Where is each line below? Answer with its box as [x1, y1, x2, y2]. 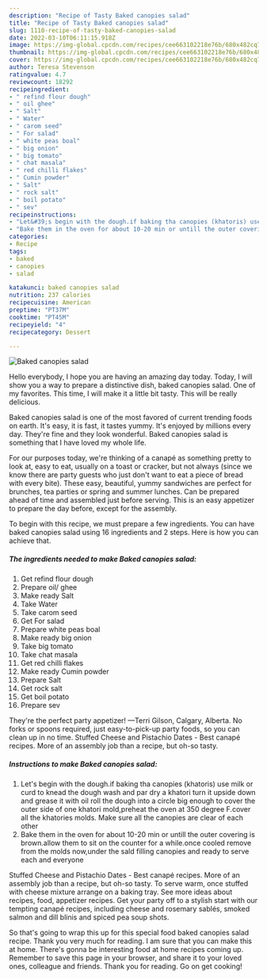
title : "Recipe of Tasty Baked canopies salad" [9, 19, 170, 27]
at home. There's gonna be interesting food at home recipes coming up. [9, 945, 244, 954]
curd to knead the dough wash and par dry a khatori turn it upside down [20, 788, 256, 797]
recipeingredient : [9, 85, 70, 94]
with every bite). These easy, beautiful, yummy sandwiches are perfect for [9, 479, 252, 488]
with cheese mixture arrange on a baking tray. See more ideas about [9, 887, 233, 897]
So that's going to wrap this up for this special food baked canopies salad [9, 928, 250, 938]
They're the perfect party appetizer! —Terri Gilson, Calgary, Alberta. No [9, 716, 242, 725]
